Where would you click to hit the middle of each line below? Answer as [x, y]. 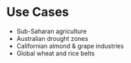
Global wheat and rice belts [56, 53]
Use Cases [38, 12]
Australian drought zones [52, 38]
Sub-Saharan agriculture [51, 31]
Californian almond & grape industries [70, 46]
